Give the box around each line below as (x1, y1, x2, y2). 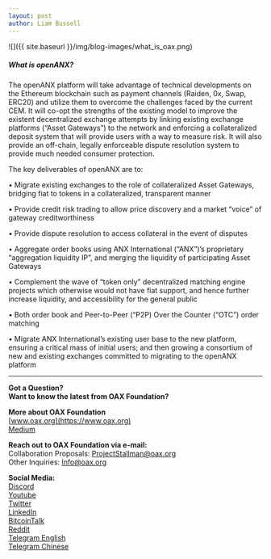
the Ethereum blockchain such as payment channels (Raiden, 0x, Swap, (8, 89, 247, 99)
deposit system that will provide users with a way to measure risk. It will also (8, 132, 262, 141)
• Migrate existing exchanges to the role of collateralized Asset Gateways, (8, 180, 254, 190)
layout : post (8, 11, 52, 20)
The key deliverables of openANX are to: (8, 165, 144, 174)
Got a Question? (8, 383, 64, 393)
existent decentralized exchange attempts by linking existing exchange (8, 115, 244, 124)
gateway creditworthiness (8, 213, 95, 223)
